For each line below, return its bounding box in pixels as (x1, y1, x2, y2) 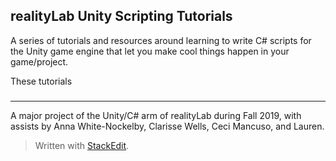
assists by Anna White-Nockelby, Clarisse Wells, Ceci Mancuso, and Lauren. (10, 120, 325, 132)
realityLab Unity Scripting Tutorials (10, 8, 233, 25)
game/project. (10, 55, 69, 68)
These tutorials (10, 75, 73, 87)
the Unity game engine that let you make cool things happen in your (10, 45, 290, 57)
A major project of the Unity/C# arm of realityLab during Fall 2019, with (10, 109, 302, 121)
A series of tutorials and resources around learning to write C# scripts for (10, 34, 312, 46)
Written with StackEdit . (34, 139, 130, 151)
